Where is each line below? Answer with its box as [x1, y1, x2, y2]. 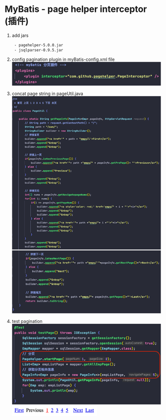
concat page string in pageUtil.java [11, 91, 84, 97]
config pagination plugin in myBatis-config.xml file [11, 56, 115, 62]
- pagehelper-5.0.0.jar [14, 42, 63, 48]
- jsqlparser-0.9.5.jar [14, 47, 63, 53]
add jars [11, 32, 29, 38]
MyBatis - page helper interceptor [4, 3, 147, 15]
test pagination [11, 318, 43, 324]
